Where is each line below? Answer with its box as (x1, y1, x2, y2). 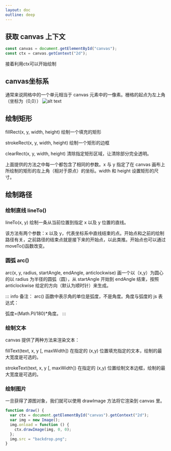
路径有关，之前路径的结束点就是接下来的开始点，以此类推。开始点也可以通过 (5, 236, 166, 243)
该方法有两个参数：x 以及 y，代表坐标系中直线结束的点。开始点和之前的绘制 (5, 230, 164, 236)
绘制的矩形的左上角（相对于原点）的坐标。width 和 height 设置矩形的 (9, 168, 154, 174)
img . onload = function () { (10, 422, 70, 427)
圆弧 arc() (5, 257, 30, 264)
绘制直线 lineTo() (5, 207, 47, 214)
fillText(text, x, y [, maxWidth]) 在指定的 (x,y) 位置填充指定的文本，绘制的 (5, 348, 158, 354)
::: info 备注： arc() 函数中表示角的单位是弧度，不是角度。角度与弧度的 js (5, 293, 157, 299)
